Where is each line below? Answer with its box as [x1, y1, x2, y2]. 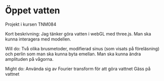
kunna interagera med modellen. [5, 36, 72, 42]
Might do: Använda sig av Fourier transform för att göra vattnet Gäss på [5, 66, 151, 72]
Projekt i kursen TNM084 [5, 21, 57, 27]
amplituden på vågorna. [5, 56, 54, 62]
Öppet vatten [5, 5, 60, 16]
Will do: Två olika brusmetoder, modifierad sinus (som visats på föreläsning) [5, 45, 160, 51]
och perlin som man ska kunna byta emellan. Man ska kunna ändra [5, 51, 141, 57]
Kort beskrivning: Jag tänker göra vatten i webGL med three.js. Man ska [5, 31, 152, 37]
